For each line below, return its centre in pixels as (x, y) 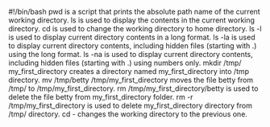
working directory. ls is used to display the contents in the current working (132, 20)
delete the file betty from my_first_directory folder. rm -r (101, 97)
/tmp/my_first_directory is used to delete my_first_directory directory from (130, 105)
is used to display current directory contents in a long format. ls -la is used (132, 37)
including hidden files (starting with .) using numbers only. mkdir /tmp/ (125, 63)
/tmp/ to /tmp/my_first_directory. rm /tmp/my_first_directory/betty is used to (133, 88)
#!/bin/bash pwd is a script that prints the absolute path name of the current (134, 12)
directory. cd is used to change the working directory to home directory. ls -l (135, 29)
